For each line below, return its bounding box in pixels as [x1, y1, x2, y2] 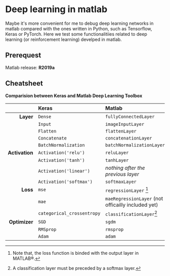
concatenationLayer [105, 135, 152, 141]
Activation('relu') [37, 150, 85, 155]
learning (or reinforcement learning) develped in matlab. [5, 36, 122, 42]
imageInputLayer [105, 121, 145, 127]
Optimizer [9, 218, 33, 225]
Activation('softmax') [37, 178, 93, 185]
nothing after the [105, 164, 145, 171]
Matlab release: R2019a [5, 64, 55, 70]
